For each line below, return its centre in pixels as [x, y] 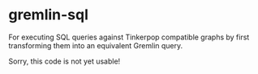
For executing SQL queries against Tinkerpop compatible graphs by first [129, 37]
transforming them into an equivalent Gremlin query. [96, 45]
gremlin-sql [49, 15]
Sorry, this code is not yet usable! [64, 61]
